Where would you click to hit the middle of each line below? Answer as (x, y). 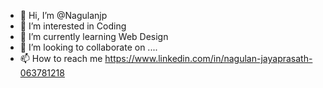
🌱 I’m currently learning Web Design (94, 36)
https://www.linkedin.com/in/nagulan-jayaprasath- (208, 58)
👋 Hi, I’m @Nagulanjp (63, 15)
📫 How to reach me (61, 58)
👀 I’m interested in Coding (73, 26)
